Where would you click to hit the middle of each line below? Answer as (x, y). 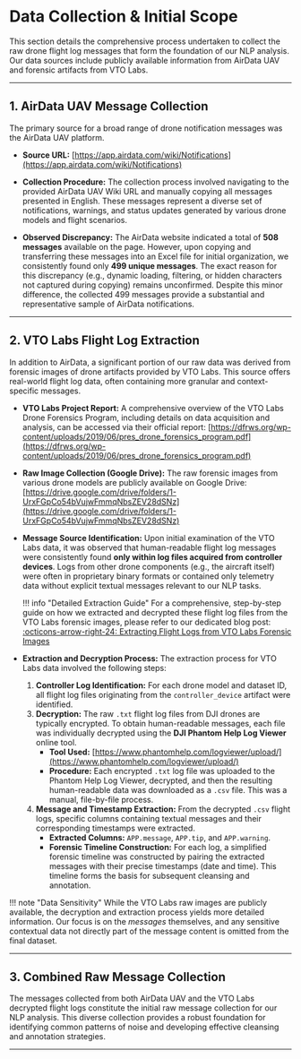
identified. (54, 704)
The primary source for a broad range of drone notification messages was (146, 128)
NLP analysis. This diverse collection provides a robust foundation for (138, 1018)
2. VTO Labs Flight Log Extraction (104, 341)
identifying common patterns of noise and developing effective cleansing (144, 1027)
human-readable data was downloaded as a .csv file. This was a (168, 789)
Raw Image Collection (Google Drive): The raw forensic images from (150, 473)
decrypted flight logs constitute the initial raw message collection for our (143, 1008)
